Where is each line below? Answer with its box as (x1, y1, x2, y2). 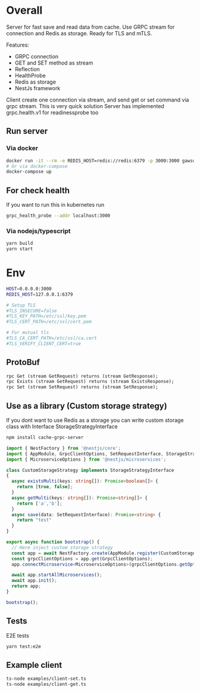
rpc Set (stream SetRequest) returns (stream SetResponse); (6, 384, 159, 390)
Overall (6, 4, 43, 17)
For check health (6, 185, 70, 195)
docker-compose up (6, 168, 52, 175)
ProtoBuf (6, 357, 40, 367)
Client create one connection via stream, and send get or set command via (6, 96, 189, 103)
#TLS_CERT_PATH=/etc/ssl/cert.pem (6, 319, 92, 325)
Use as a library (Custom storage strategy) (6, 401, 168, 411)
